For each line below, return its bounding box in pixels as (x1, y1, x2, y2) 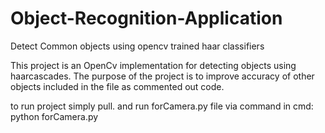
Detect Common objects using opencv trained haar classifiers (10, 40, 265, 52)
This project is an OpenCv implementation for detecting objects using (10, 59, 297, 71)
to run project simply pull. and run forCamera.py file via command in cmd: (10, 100, 314, 112)
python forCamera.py (10, 110, 99, 122)
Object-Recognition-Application (10, 7, 283, 30)
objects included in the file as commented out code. (10, 80, 225, 92)
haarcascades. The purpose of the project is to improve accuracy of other (10, 70, 315, 82)
